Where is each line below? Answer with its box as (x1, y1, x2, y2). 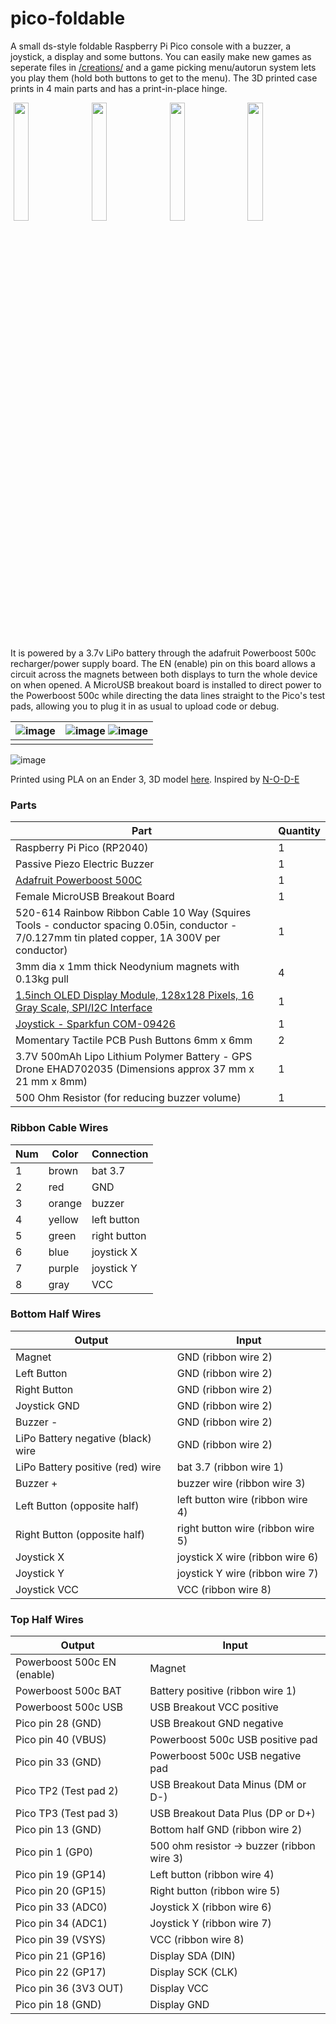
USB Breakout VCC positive (149, 1700, 279, 1714)
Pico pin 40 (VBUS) (15, 1733, 107, 1747)
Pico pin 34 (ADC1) (15, 1917, 108, 1931)
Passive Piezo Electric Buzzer (15, 857, 155, 871)
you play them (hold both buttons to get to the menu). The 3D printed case (10, 72, 318, 84)
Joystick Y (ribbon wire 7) (149, 1917, 272, 1931)
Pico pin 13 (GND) (15, 1823, 102, 1837)
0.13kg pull (15, 972, 69, 986)
